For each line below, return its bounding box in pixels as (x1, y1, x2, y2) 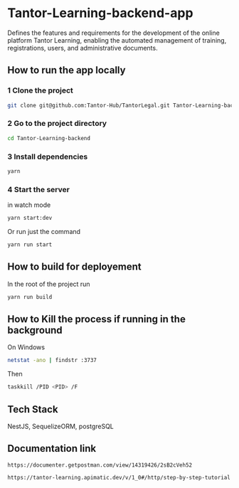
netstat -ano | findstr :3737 (7, 357, 97, 364)
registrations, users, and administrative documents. (7, 43, 158, 52)
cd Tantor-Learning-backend (7, 134, 91, 142)
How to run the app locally (7, 64, 126, 76)
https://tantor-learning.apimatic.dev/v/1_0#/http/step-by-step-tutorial (7, 474, 231, 481)
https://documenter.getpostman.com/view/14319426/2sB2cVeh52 (7, 461, 193, 469)
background (7, 324, 63, 336)
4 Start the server (7, 184, 70, 194)
